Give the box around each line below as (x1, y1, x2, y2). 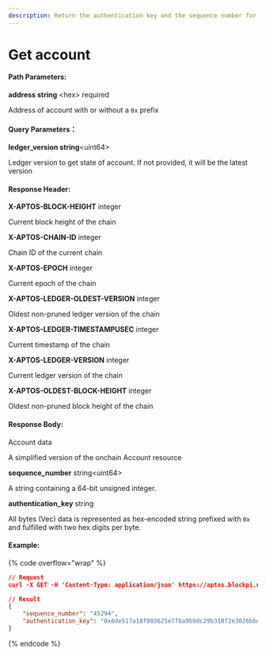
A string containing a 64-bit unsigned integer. (8, 483, 157, 493)
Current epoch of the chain (8, 279, 97, 288)
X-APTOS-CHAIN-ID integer (8, 233, 101, 242)
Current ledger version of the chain (8, 371, 123, 380)
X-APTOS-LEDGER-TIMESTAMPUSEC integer (8, 325, 160, 334)
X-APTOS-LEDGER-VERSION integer (8, 356, 130, 365)
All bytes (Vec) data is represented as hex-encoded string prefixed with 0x (8, 514, 251, 524)
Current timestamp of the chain (8, 340, 111, 349)
